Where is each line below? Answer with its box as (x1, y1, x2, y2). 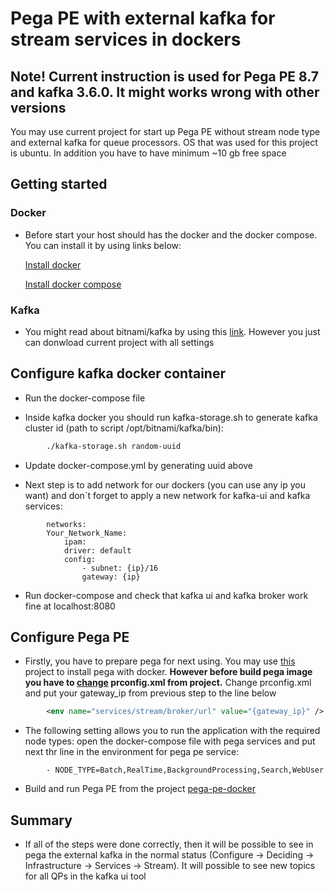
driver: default (63, 545, 132, 556)
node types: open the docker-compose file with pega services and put (24, 735, 316, 747)
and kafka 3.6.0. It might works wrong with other (10, 83, 320, 101)
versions (10, 99, 67, 116)
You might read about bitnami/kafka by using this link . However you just (24, 325, 321, 337)
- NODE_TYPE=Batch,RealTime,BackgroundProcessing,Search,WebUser (46, 765, 325, 776)
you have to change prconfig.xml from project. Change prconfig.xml (24, 677, 312, 689)
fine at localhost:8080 (24, 600, 116, 612)
